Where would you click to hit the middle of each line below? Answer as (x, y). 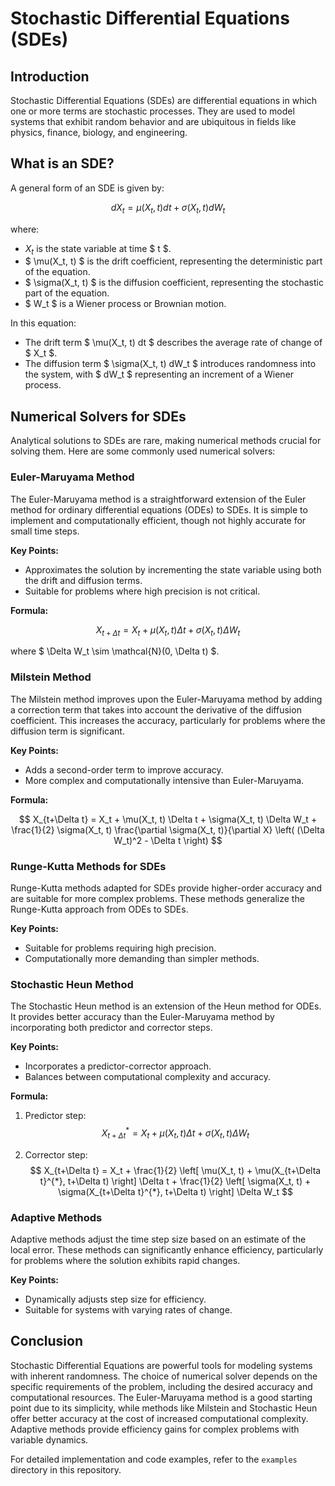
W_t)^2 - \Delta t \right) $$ (168, 840)
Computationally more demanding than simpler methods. (142, 958)
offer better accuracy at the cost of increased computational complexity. (159, 1418)
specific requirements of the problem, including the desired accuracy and (161, 1386)
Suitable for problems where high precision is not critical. (142, 591)
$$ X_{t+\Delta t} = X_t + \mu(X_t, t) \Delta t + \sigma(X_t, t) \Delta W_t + (168, 819)
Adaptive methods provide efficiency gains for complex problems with (155, 1429)
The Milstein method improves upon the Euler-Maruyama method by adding (166, 699)
